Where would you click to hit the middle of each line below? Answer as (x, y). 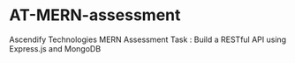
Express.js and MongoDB (55, 48)
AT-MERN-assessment (95, 15)
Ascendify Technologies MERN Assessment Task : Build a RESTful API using (148, 39)
